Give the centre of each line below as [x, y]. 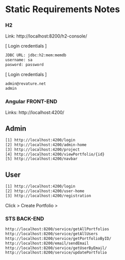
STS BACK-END [25, 218]
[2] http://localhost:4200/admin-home [46, 145]
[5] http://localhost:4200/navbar [42, 159]
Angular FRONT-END [31, 101]
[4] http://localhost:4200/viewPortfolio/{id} [55, 154]
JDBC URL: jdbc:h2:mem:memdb [36, 55]
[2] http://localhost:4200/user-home [45, 191]
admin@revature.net [26, 84]
